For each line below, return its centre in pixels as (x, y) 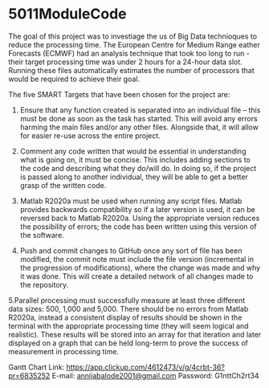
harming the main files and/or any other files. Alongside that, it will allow (139, 127)
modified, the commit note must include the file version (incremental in (137, 259)
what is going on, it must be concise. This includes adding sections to (135, 159)
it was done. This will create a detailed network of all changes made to (137, 276)
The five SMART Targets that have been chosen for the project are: (119, 94)
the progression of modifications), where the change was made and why (140, 268)
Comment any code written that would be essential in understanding (133, 151)
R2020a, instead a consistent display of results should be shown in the (125, 317)
